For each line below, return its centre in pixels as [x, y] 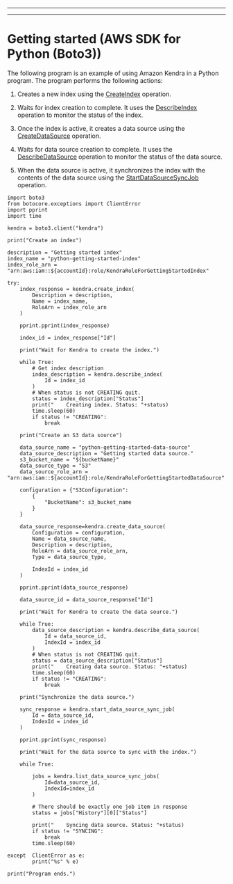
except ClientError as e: [46, 855]
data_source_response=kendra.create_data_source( [93, 526]
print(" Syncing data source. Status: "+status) [109, 825]
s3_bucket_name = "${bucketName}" [69, 459]
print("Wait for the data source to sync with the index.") [108, 752]
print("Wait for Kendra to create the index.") [89, 350]
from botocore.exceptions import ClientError [74, 204]
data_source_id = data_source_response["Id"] [87, 599]
